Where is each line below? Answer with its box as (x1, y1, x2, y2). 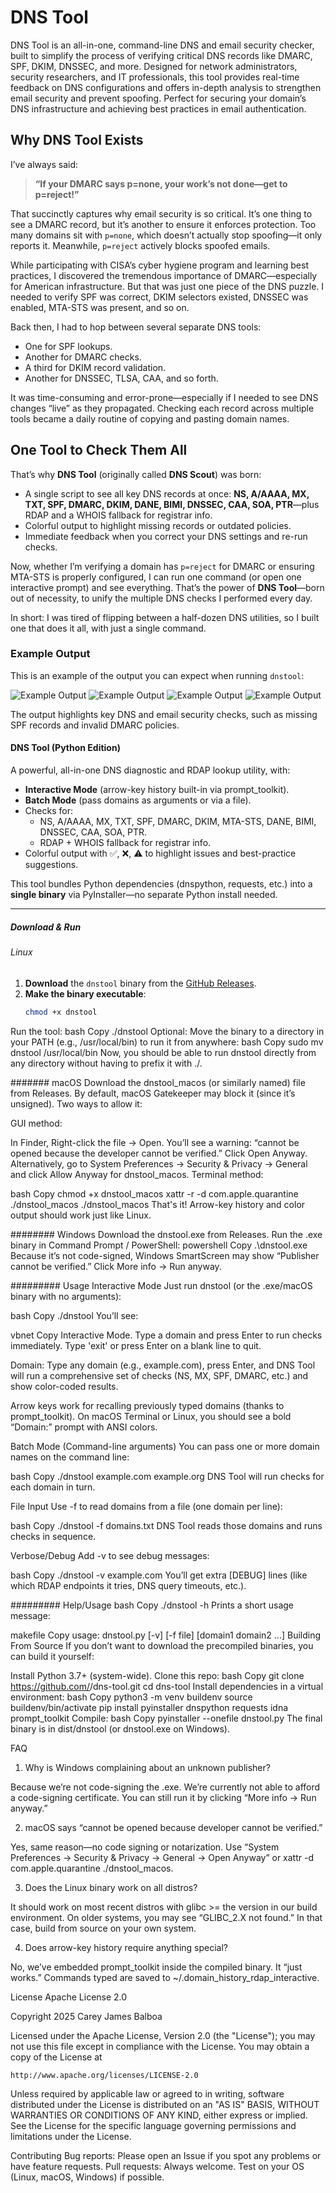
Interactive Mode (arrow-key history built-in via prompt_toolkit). (24, 784, 290, 796)
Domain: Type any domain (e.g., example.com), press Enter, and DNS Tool (10, 1359, 316, 1371)
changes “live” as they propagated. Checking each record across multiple (10, 402, 315, 414)
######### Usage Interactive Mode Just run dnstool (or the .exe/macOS (10, 1279, 313, 1291)
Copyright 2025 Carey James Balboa (10, 2010, 163, 2022)
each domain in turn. (10, 1481, 96, 1493)
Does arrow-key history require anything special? (24, 1941, 229, 1953)
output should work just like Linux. (10, 1209, 152, 1221)
